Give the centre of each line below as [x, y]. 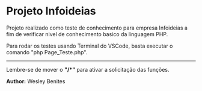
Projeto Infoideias [51, 11]
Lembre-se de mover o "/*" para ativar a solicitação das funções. [88, 69]
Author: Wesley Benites [36, 81]
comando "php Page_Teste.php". [47, 52]
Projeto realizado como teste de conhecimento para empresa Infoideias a [97, 28]
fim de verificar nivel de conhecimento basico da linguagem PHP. [87, 34]
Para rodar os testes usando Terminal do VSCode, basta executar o [90, 46]
